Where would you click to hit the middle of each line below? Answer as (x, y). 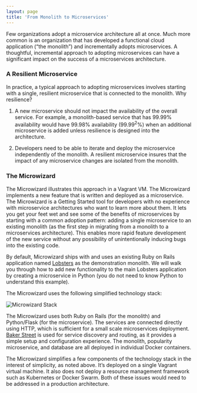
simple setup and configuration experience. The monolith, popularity (89, 341)
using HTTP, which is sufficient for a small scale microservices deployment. (98, 328)
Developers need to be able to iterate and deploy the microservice (95, 148)
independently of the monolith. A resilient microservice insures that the (101, 154)
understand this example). (38, 282)
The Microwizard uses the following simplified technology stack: (84, 293)
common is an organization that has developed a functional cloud (85, 40)
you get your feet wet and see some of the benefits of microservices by (93, 214)
